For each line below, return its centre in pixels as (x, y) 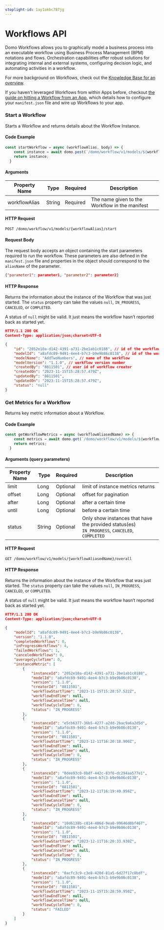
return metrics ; (31, 443)
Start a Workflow (26, 115)
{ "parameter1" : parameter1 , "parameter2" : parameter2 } (62, 275)
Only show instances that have (117, 518)
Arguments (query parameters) (38, 459)
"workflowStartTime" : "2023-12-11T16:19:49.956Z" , (84, 791)
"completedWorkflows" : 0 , (40, 641)
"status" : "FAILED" (51, 909)
